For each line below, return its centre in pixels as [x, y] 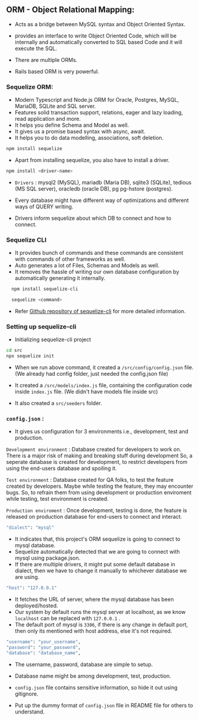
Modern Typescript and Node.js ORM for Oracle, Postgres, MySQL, [97, 100]
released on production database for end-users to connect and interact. [94, 517]
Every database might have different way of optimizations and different [102, 200]
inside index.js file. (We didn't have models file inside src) [86, 391]
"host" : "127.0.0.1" [32, 588]
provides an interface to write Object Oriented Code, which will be [96, 36]
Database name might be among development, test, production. [93, 676]
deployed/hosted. [36, 606]
